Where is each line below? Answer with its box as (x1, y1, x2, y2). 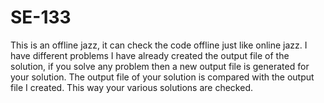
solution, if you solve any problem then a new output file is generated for (10, 60, 310, 72)
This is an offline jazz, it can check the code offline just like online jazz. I (10, 39, 308, 51)
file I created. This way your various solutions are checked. (10, 81, 253, 93)
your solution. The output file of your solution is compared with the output (10, 71, 315, 83)
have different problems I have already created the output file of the (10, 49, 290, 61)
